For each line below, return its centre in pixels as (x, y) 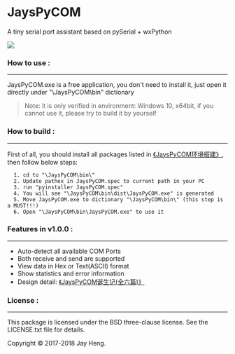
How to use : (29, 62)
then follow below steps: (43, 162)
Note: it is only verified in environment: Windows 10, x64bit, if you (119, 106)
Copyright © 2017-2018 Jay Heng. (57, 343)
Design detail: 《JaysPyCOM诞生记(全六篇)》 (81, 282)
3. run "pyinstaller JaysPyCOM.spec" (69, 187)
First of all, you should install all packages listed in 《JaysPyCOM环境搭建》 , (116, 154)
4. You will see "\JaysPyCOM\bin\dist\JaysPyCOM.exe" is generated (114, 193)
